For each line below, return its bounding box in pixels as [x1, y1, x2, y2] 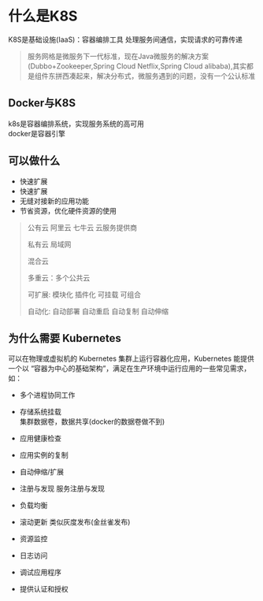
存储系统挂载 [19, 407, 61, 417]
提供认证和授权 [19, 584, 69, 594]
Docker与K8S [8, 96, 76, 110]
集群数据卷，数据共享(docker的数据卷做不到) [19, 417, 165, 426]
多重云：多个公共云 [27, 273, 91, 282]
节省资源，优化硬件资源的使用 [19, 206, 117, 215]
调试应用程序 [19, 568, 61, 577]
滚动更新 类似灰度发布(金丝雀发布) [19, 518, 131, 527]
